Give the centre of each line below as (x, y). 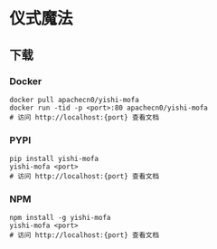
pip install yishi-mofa (54, 159)
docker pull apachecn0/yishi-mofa (75, 100)
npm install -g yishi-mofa (60, 218)
